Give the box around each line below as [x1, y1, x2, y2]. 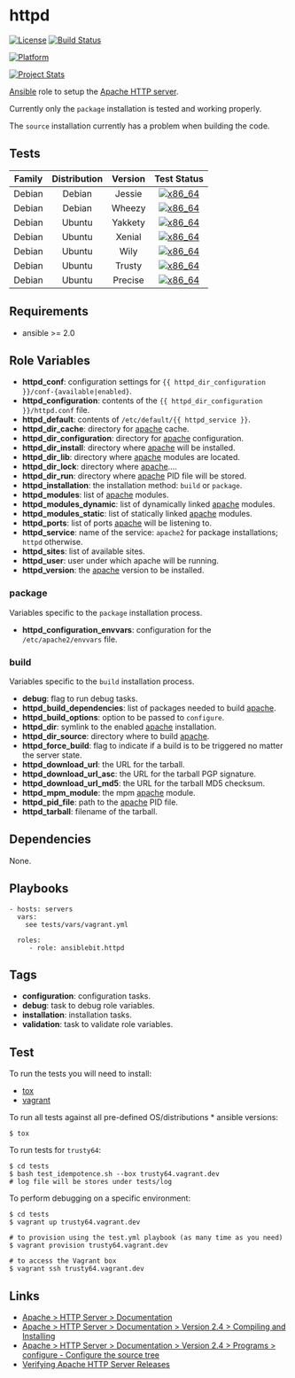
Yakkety [112, 216, 146, 229]
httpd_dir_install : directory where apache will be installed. [21, 442, 237, 453]
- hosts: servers [9, 905, 74, 914]
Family [13, 172, 43, 184]
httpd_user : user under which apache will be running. [21, 556, 220, 566]
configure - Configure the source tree [21, 1350, 159, 1360]
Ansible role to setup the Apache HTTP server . [9, 86, 179, 97]
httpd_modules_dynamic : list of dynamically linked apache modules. [21, 499, 276, 510]
